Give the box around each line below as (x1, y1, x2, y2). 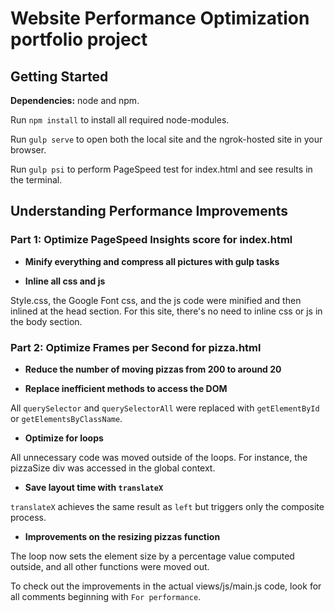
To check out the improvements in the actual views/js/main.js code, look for (10, 580, 322, 592)
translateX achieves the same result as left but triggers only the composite (10, 500, 325, 512)
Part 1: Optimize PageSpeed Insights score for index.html (10, 233, 293, 247)
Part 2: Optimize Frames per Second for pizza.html (10, 340, 262, 354)
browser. (10, 144, 47, 156)
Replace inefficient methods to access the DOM (24, 382, 228, 394)
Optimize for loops (24, 432, 104, 444)
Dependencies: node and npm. (10, 95, 140, 106)
